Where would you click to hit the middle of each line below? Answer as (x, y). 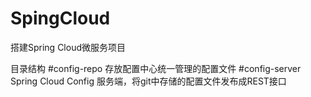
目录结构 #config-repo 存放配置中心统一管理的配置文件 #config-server (156, 68)
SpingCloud (60, 18)
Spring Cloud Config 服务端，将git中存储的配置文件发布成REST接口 (148, 81)
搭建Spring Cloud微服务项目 (68, 47)
